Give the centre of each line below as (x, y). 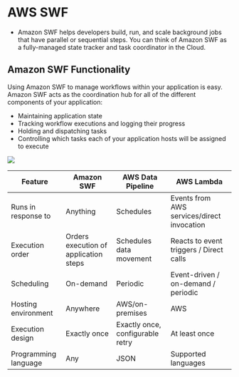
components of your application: (55, 102)
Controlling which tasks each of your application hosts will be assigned (122, 138)
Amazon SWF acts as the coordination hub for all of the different (102, 94)
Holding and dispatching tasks (62, 131)
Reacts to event (196, 241)
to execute (33, 146)
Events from (191, 198)
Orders (77, 236)
